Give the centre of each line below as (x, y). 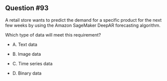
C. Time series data (32, 63)
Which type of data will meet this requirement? (53, 35)
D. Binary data (27, 73)
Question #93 (27, 8)
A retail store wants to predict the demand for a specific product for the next (83, 20)
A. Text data (25, 44)
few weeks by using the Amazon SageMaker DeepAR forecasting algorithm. (83, 25)
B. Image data (27, 54)
